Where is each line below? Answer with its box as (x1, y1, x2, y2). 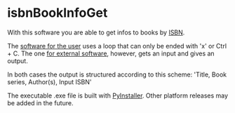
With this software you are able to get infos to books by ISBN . (7, 28, 185, 36)
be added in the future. (7, 98, 74, 107)
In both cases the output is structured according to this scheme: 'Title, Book (7, 70, 227, 79)
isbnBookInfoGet (7, 5, 108, 21)
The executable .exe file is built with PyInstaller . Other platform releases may (7, 91, 229, 100)
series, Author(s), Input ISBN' (7, 77, 92, 86)
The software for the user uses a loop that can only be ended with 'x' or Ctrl (7, 41, 227, 50)
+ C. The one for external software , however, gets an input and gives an (7, 49, 215, 58)
